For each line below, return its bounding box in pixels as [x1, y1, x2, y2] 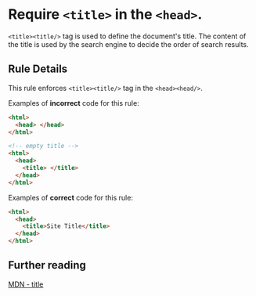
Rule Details [8, 63, 68, 76]
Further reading [8, 258, 86, 272]
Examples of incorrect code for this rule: [8, 98, 139, 107]
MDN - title [8, 280, 44, 289]
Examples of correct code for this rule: [8, 193, 133, 202]
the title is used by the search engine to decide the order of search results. [8, 39, 249, 49]
